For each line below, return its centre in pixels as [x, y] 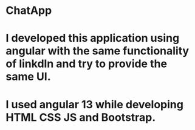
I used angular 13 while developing [94, 104]
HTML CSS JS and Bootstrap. [81, 117]
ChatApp [29, 11]
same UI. [28, 77]
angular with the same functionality [97, 51]
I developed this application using [93, 38]
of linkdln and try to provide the [87, 64]
